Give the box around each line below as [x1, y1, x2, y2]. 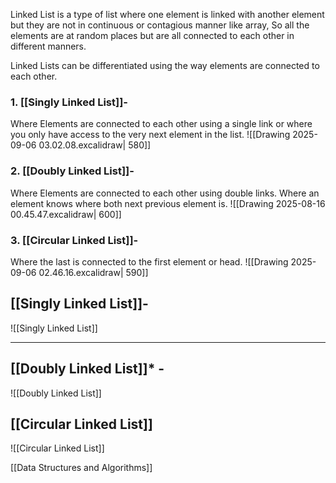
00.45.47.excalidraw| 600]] [10, 208, 122, 220]
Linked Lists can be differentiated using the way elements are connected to [10, 60, 320, 71]
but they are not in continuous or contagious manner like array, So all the [10, 19, 310, 31]
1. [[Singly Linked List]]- [10, 95, 128, 109]
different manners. [10, 40, 87, 52]
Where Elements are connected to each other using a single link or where [10, 118, 313, 130]
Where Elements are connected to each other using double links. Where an [10, 187, 320, 199]
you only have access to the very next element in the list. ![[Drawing [10, 129, 291, 141]
